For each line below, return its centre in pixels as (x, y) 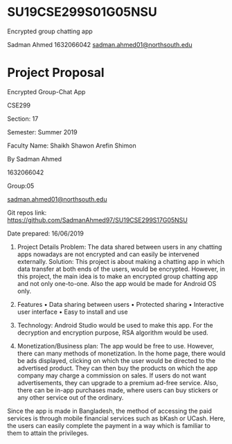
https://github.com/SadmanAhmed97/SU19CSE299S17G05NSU (98, 220)
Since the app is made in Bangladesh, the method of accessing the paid (110, 411)
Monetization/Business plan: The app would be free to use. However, (116, 346)
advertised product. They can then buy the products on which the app (117, 368)
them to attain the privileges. (48, 433)
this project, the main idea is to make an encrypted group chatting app (117, 276)
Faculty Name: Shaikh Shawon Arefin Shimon (72, 145)
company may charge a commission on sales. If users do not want (111, 375)
